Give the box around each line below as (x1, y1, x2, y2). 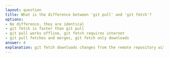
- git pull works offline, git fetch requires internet (5, 31, 125, 36)
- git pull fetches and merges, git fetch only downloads (5, 36, 129, 41)
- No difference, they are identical (5, 21, 84, 27)
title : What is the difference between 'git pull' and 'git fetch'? (5, 12, 152, 17)
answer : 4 (5, 40, 26, 45)
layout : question (5, 7, 42, 13)
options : (5, 17, 24, 22)
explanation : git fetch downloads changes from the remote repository (5, 45, 156, 50)
